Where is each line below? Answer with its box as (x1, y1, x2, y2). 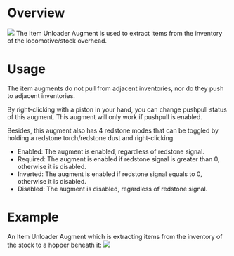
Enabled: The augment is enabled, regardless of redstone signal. (17, 147, 205, 156)
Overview (7, 5, 65, 21)
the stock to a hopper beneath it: (7, 241, 102, 249)
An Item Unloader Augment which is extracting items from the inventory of (7, 232, 223, 241)
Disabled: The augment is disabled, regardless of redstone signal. (17, 184, 208, 193)
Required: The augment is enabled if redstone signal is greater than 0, (17, 154, 220, 163)
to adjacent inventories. (7, 91, 76, 100)
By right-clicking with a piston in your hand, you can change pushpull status (7, 105, 227, 114)
